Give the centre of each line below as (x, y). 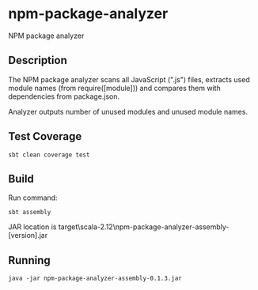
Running (30, 260)
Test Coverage (45, 136)
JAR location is (32, 227)
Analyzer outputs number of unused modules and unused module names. (128, 111)
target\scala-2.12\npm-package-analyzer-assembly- (144, 227)
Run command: (33, 198)
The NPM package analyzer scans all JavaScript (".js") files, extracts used (129, 79)
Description (38, 60)
